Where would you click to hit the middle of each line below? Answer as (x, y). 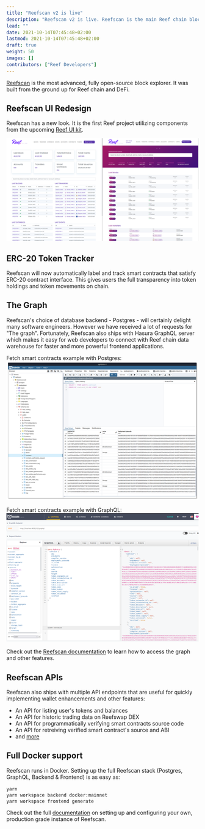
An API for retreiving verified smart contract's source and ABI (92, 730)
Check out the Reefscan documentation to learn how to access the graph (98, 651)
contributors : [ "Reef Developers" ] (52, 64)
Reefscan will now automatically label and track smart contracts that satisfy (101, 273)
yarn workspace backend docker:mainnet (57, 795)
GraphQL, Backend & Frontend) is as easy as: (63, 777)
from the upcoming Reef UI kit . (45, 130)
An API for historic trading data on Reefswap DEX (77, 717)
